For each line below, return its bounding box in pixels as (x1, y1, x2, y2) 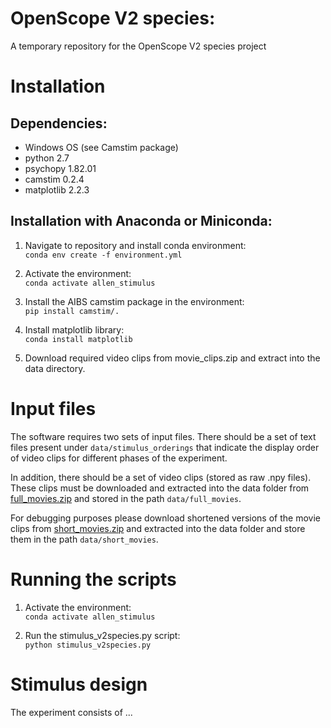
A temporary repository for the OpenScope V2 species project (10, 40, 267, 52)
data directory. (24, 362, 86, 374)
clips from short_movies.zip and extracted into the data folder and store (10, 522, 306, 534)
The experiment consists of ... (10, 706, 133, 718)
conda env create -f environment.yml (24, 250, 183, 260)
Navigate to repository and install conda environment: (24, 239, 247, 251)
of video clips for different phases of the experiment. (10, 452, 228, 464)
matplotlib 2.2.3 (24, 183, 90, 196)
